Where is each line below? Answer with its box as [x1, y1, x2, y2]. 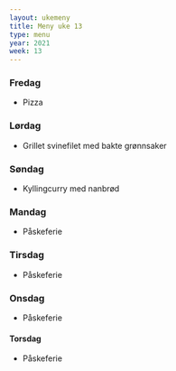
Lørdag [9, 119, 42, 132]
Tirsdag [9, 249, 45, 262]
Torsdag [9, 333, 42, 344]
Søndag [9, 162, 45, 175]
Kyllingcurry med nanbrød [22, 183, 120, 194]
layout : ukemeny [9, 13, 70, 23]
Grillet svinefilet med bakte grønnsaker [22, 140, 167, 151]
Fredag [9, 77, 42, 89]
